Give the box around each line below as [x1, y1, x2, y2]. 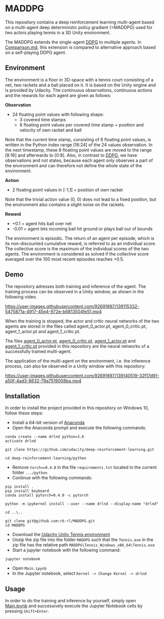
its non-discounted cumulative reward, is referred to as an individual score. [5, 240, 157, 246]
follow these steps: [5, 410, 43, 416]
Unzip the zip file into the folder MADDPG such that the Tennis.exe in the [12, 537, 153, 542]
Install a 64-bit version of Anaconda [12, 420, 85, 426]
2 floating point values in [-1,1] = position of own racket [12, 187, 123, 193]
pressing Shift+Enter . [5, 608, 49, 614]
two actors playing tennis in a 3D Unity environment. [5, 29, 111, 35]
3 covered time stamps [19, 116, 66, 123]
